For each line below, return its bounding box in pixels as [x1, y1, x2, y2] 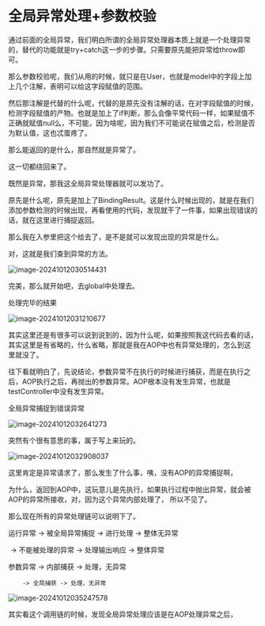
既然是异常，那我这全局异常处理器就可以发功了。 [8, 178, 168, 188]
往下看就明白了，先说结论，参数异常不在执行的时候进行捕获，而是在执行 [8, 366, 244, 376]
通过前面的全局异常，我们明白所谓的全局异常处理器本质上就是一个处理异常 [8, 35, 251, 44]
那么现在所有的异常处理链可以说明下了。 [8, 511, 140, 521]
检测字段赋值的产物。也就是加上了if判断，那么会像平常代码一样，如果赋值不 [8, 108, 256, 117]
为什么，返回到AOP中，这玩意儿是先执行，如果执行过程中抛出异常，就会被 [8, 484, 252, 494]
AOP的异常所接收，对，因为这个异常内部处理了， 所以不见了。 [8, 494, 212, 504]
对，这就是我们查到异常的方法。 [8, 249, 112, 258]
